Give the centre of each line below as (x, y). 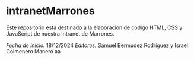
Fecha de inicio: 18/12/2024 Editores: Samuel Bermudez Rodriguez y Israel (97, 45)
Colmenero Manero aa (34, 51)
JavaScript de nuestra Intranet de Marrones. (60, 33)
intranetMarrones (50, 11)
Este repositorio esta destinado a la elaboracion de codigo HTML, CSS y (94, 27)
